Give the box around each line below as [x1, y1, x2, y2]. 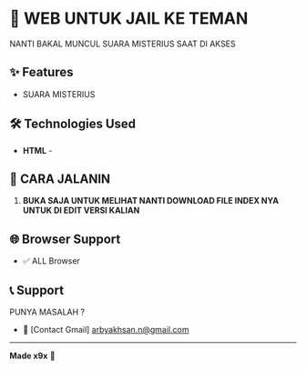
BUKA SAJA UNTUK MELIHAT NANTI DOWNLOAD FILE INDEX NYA [22, 195, 280, 206]
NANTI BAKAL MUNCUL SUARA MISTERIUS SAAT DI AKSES [9, 38, 237, 49]
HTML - [22, 145, 53, 155]
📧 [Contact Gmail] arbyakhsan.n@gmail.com [22, 325, 189, 335]
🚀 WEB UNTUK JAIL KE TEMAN [9, 8, 249, 29]
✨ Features [9, 65, 74, 80]
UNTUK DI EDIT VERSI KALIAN [22, 205, 140, 216]
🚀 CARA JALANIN [9, 171, 111, 186]
